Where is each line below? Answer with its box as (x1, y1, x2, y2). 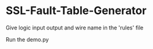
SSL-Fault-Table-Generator (6, 4, 147, 18)
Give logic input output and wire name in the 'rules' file (6, 24, 144, 31)
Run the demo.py (6, 36, 50, 43)
